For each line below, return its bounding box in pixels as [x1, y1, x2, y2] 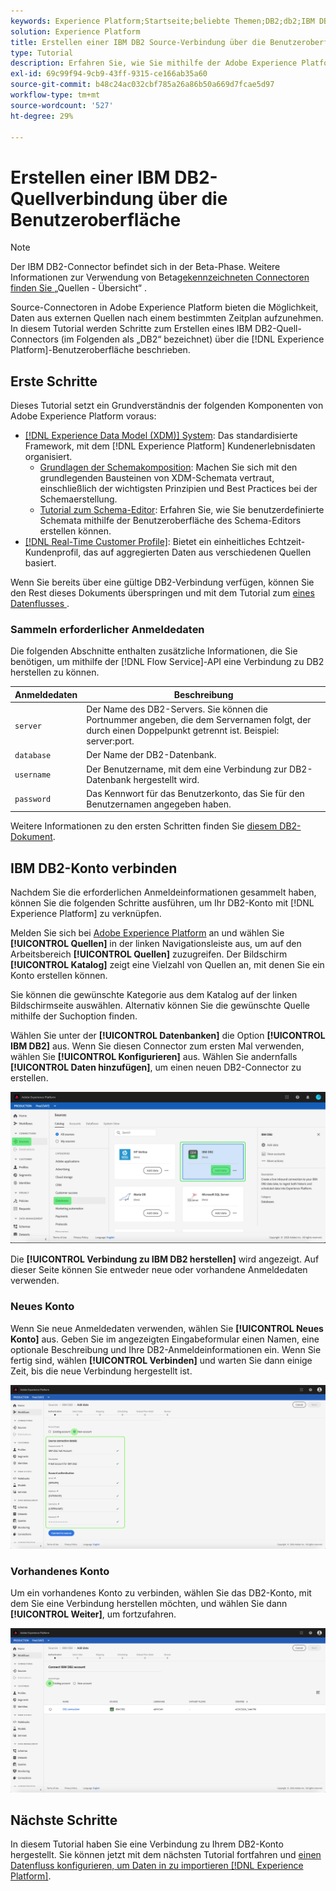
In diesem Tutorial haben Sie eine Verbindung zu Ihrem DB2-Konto [10, 1838, 284, 1850]
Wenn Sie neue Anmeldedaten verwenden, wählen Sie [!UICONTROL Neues [10, 1322, 324, 1334]
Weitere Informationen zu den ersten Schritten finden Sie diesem [10, 820, 278, 832]
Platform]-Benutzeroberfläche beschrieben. [10, 344, 191, 356]
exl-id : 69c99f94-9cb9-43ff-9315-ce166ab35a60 [10, 69, 208, 79]
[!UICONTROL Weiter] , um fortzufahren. [10, 1608, 177, 1620]
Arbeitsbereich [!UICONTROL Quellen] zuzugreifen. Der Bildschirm [10, 948, 288, 960]
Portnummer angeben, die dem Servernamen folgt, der [86, 714, 312, 726]
